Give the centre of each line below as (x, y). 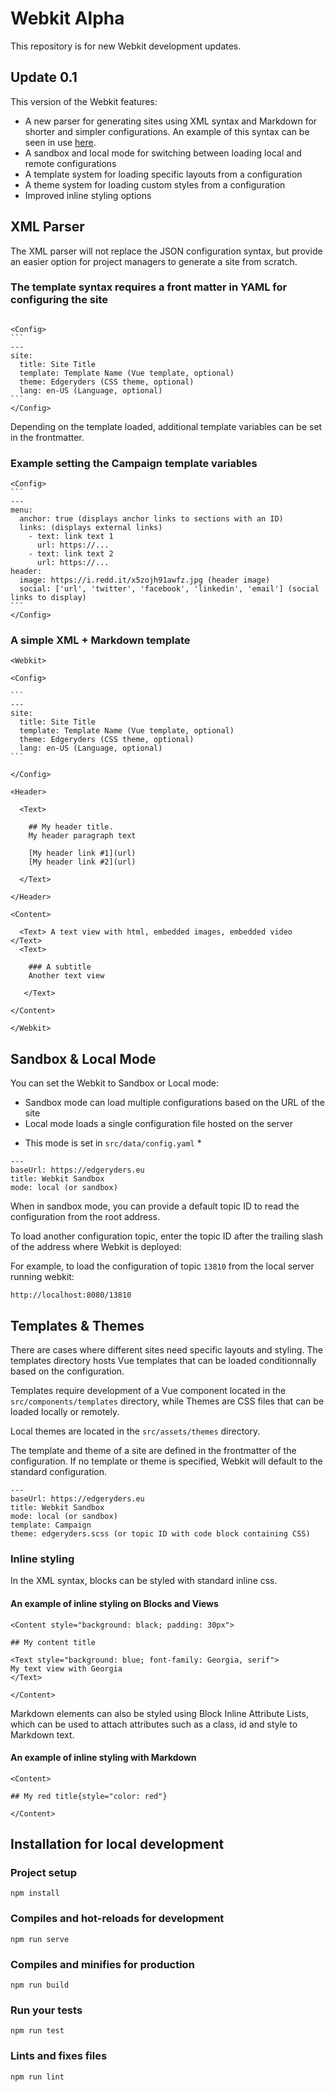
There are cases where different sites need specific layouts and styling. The (166, 1350)
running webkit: (42, 1277)
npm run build (40, 1985)
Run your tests (46, 2010)
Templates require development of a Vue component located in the (148, 1391)
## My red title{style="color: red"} (89, 1796)
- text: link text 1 (71, 537)
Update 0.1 (44, 77)
